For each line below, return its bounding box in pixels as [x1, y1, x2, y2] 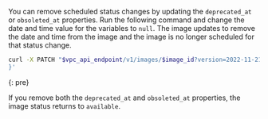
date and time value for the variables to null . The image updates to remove [8, 24, 255, 33]
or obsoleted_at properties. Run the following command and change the [8, 15, 245, 25]
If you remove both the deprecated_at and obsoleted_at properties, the [8, 93, 241, 102]
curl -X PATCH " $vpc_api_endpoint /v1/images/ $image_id [8, 56, 195, 63]
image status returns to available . [8, 101, 121, 110]
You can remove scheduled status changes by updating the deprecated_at [8, 7, 253, 16]
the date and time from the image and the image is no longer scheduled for [8, 32, 255, 41]
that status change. [8, 40, 72, 50]
